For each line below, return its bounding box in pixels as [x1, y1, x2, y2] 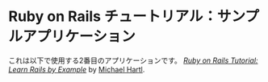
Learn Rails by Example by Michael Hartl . [8, 64, 145, 74]
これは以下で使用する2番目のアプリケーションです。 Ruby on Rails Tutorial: [8, 55, 258, 65]
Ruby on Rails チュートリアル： [8, 7, 218, 26]
